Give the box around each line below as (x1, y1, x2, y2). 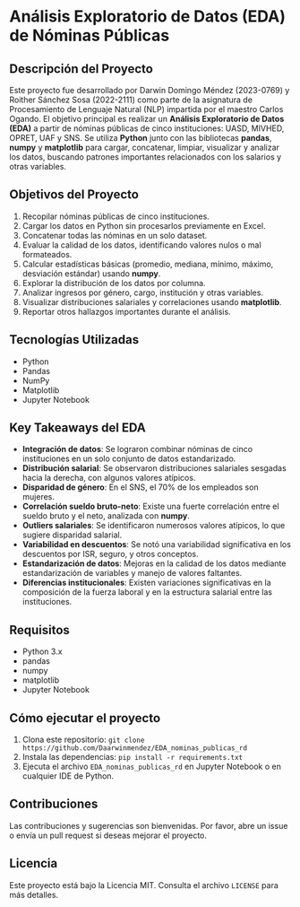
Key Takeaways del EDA (9, 420, 146, 436)
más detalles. (9, 889, 59, 900)
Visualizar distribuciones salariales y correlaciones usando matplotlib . (21, 296, 282, 307)
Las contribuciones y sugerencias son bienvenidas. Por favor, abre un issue (9, 820, 288, 831)
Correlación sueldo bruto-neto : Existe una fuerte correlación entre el (21, 501, 279, 512)
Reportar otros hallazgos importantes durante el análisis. (21, 306, 231, 317)
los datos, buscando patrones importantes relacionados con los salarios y (9, 152, 282, 162)
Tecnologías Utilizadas (9, 332, 140, 347)
